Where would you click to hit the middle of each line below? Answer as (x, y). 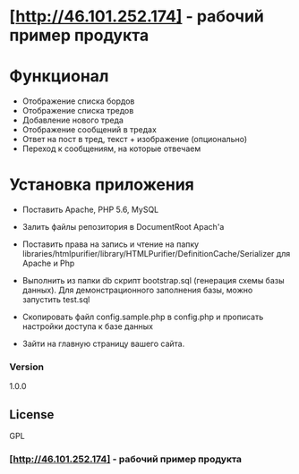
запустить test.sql (56, 300)
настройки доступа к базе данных (88, 326)
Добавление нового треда (73, 120)
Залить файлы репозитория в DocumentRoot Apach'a (123, 227)
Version (27, 367)
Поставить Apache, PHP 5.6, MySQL (90, 210)
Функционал (59, 76)
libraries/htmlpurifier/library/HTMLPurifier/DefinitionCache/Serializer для (156, 254)
